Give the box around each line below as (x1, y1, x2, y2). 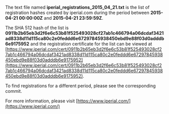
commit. (5, 88, 22, 94)
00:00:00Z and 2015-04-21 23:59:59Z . (19, 15, 103, 21)
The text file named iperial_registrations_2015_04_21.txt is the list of (5, 5, 150, 10)
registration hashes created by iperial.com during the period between (5, 10, 150, 16)
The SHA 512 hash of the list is (5, 25, 69, 31)
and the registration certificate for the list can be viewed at (30, 41, 152, 47)
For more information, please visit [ (5, 98, 78, 104)
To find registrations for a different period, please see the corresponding (5, 83, 156, 89)
